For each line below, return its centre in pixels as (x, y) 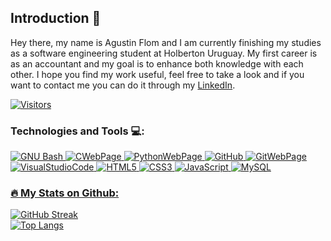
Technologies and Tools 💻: (77, 131)
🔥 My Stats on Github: (65, 193)
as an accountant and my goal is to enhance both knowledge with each (157, 63)
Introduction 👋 (56, 18)
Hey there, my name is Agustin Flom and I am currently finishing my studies (166, 42)
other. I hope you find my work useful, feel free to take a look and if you (157, 74)
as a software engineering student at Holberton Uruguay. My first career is (164, 53)
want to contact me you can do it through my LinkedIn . (123, 85)
